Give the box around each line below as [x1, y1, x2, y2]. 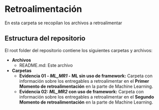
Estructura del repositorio [4, 34, 86, 43]
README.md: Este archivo [19, 62, 73, 68]
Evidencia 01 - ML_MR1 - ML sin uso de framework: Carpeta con [19, 73, 153, 79]
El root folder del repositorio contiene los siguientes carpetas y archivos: [4, 47, 153, 53]
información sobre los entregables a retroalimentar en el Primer [19, 78, 150, 84]
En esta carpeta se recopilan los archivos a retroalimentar [4, 20, 122, 26]
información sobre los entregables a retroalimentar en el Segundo [19, 94, 155, 100]
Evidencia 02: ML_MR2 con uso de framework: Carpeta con [19, 88, 144, 95]
